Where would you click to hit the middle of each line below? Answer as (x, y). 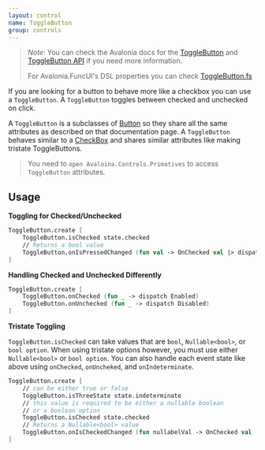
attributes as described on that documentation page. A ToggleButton (119, 132)
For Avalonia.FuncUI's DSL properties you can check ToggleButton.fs (140, 76)
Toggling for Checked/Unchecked (65, 216)
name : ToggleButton (40, 23)
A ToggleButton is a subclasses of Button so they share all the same (118, 124)
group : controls (35, 30)
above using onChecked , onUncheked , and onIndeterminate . (101, 366)
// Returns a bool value (63, 245)
